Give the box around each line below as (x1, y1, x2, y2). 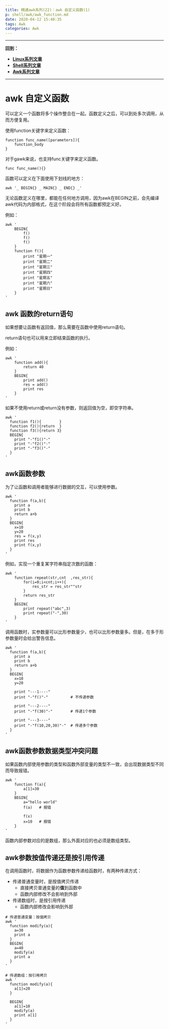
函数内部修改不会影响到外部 (20, 891, 78, 897)
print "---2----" (14, 703, 51, 708)
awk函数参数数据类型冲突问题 (5, 747, 98, 755)
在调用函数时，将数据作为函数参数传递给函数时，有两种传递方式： (5, 868, 142, 874)
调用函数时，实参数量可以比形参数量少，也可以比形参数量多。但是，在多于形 (5, 629, 164, 635)
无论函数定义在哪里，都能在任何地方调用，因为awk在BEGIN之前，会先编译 (5, 195, 159, 201)
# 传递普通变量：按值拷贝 (5, 915, 51, 920)
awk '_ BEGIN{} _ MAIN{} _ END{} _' (5, 186, 82, 191)
